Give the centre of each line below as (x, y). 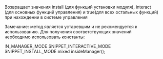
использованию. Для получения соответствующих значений (68, 32)
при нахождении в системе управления (46, 17)
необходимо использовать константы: (45, 37)
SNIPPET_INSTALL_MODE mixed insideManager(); (55, 51)
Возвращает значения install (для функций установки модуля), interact (78, 7)
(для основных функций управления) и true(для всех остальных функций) (81, 12)
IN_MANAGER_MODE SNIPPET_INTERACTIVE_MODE (58, 46)
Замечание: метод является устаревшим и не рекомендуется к (71, 27)
